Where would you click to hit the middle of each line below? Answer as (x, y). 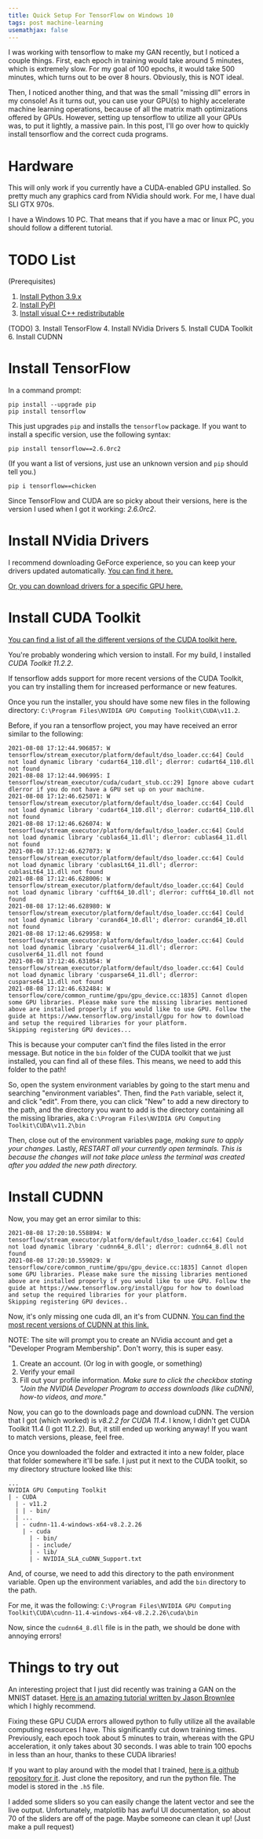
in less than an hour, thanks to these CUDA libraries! (92, 1754)
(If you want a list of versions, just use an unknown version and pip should (128, 463)
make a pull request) (41, 1826)
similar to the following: (46, 734)
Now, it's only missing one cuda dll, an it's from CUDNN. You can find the (126, 1316)
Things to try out (64, 1667)
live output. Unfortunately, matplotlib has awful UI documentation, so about (130, 1810)
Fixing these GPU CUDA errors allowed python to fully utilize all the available (131, 1721)
